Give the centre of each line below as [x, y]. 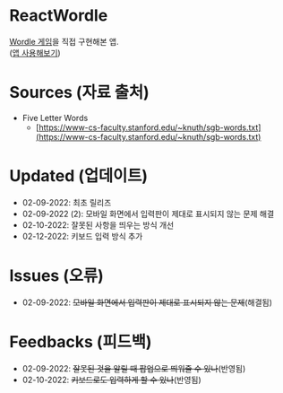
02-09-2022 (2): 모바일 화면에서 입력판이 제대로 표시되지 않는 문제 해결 [148, 214]
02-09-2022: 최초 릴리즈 [67, 202]
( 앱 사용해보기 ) [35, 52]
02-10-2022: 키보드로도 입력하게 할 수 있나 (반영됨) [111, 380]
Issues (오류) [57, 275]
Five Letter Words [55, 118]
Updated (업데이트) [79, 176]
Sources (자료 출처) [79, 93]
